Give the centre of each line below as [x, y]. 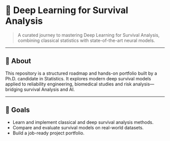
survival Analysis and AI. [49, 89]
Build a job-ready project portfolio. [48, 133]
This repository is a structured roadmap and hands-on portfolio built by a [81, 73]
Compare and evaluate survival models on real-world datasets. [78, 127]
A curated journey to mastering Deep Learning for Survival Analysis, [89, 35]
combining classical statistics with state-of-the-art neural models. [86, 40]
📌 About [18, 61]
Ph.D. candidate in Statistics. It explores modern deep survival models [78, 78]
